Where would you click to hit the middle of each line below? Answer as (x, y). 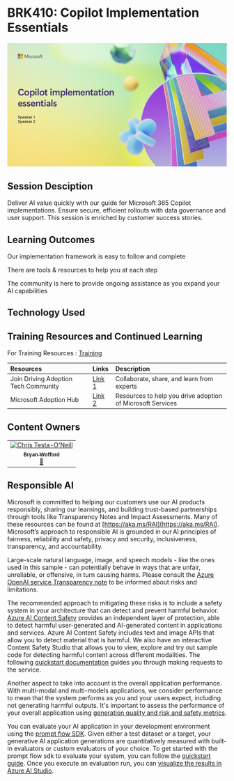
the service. (24, 670)
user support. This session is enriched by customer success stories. (105, 218)
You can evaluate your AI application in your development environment (109, 727)
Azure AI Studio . (31, 771)
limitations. (23, 589)
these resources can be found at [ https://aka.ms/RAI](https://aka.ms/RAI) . (113, 525)
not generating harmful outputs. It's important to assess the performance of (116, 706)
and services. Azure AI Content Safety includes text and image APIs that (111, 633)
